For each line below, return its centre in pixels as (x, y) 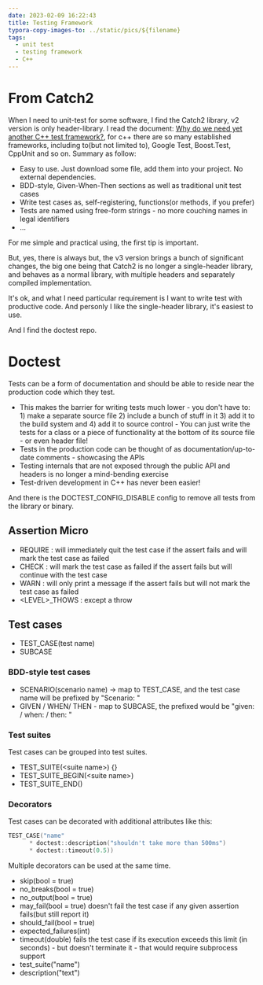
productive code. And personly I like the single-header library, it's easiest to (131, 306)
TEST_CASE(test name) (57, 644)
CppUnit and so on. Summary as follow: (72, 153)
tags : (17, 37)
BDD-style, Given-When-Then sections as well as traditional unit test (130, 185)
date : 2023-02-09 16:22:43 (52, 15)
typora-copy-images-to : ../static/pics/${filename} (94, 30)
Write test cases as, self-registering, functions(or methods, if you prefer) (137, 202)
